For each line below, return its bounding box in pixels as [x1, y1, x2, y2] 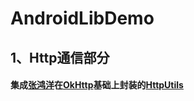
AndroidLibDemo [10, 7, 155, 30]
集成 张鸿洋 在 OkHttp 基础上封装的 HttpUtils [10, 79, 184, 91]
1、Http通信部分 [10, 49, 110, 66]
